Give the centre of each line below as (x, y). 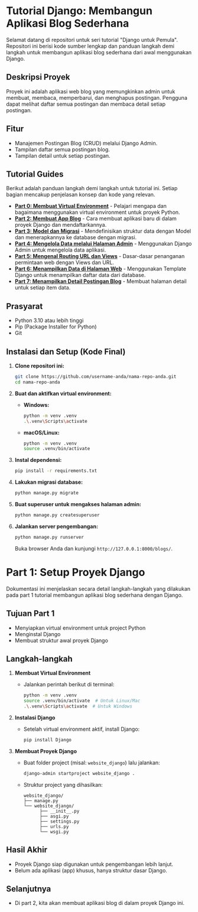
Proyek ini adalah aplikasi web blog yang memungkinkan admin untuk (91, 91)
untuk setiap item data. (43, 288)
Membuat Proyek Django (46, 751)
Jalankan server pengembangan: (56, 526)
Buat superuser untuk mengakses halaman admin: (78, 504)
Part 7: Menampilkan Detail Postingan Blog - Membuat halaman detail (101, 281)
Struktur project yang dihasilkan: (63, 784)
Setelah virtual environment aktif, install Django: (82, 729)
